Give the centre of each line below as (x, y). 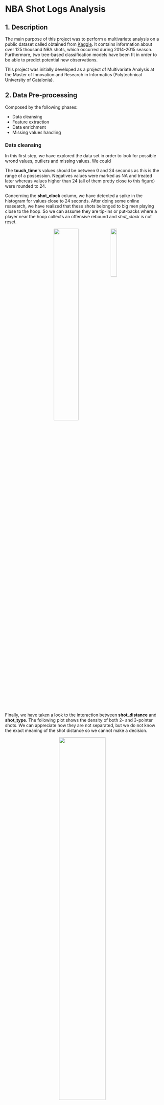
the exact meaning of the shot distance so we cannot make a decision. (76, 730)
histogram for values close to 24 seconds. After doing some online (72, 201)
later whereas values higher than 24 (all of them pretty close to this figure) (80, 181)
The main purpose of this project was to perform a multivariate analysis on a (82, 39)
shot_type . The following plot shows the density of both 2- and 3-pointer (79, 720)
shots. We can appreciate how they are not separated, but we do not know (80, 726)
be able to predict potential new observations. (51, 60)
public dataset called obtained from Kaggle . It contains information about (79, 44)
